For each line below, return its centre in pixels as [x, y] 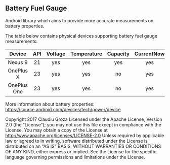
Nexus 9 [18, 62]
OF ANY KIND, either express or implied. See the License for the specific [81, 151]
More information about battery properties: [50, 104]
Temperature [87, 54]
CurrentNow [150, 54]
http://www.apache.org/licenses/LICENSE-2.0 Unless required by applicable [85, 135]
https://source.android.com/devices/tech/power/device [63, 109]
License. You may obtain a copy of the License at [56, 130]
